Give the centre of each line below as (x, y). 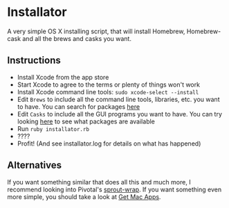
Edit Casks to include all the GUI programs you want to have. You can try (120, 114)
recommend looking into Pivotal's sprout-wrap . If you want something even (114, 189)
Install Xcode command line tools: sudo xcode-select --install (108, 92)
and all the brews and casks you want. (77, 38)
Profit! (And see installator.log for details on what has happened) (109, 144)
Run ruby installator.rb (53, 128)
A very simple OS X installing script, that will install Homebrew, (96, 31)
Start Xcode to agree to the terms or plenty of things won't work (109, 85)
